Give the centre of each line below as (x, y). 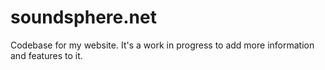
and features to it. (46, 55)
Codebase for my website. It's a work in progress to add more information (162, 45)
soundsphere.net (83, 17)
